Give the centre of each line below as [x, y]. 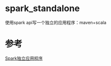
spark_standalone [42, 8]
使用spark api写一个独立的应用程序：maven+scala [56, 22]
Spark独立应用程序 [24, 58]
